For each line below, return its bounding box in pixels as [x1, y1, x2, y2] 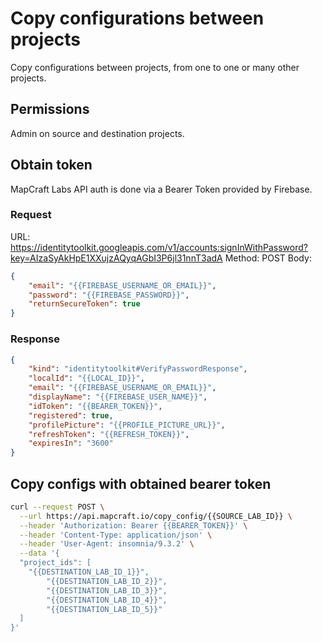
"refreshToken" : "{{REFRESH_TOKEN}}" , [28, 429, 190, 439]
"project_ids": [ [19, 558, 92, 568]
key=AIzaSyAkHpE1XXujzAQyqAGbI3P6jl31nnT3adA [10, 252, 223, 264]
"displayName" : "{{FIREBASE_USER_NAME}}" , [28, 392, 208, 402]
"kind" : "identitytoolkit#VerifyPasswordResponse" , [28, 364, 248, 374]
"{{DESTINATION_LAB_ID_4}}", [46, 595, 168, 605]
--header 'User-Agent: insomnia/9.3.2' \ [19, 539, 195, 549]
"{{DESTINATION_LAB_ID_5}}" [46, 604, 163, 614]
